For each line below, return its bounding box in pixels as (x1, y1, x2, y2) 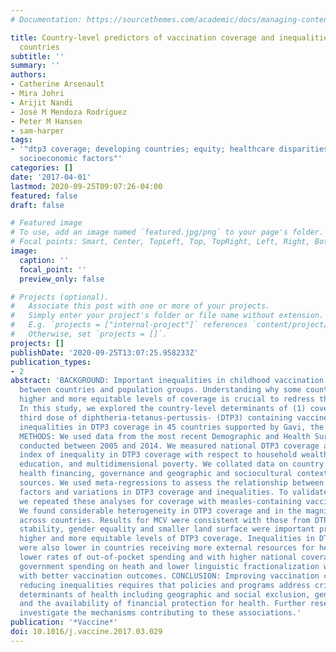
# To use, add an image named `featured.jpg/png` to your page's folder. (10, 227, 325, 238)
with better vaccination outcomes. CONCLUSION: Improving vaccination (19, 571, 320, 581)
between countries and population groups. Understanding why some (19, 385, 302, 395)
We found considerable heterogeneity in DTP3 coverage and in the (19, 506, 302, 516)
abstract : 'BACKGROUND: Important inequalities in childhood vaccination (10, 376, 325, 386)
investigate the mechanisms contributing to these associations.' (19, 608, 302, 618)
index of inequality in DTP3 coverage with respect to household (19, 450, 298, 460)
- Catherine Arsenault (10, 79, 105, 90)
